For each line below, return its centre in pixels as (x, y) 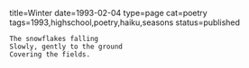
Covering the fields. (50, 55)
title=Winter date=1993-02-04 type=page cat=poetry (108, 13)
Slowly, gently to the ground (66, 47)
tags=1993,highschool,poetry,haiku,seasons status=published (125, 22)
